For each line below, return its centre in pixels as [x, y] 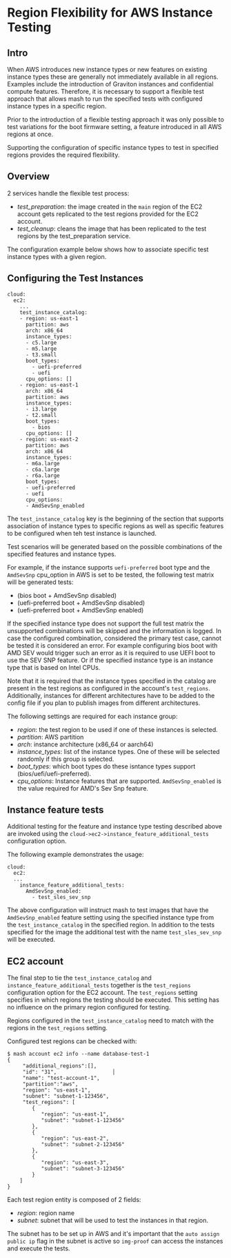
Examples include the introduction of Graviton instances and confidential [110, 84]
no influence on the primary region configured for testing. [89, 1007]
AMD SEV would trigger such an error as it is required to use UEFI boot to [111, 652]
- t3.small [41, 355]
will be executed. [31, 940]
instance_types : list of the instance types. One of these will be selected [118, 751]
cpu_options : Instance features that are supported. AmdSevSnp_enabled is [119, 781]
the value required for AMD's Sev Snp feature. [83, 788]
